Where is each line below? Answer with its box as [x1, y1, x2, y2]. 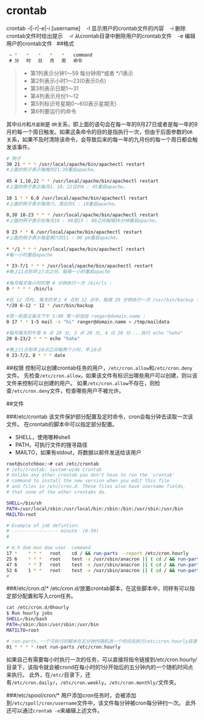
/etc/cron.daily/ [12, 680, 56, 686]
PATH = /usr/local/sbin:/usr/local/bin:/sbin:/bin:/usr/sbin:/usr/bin [6, 506, 183, 512]
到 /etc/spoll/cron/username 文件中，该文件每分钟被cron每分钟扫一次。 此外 [6, 699, 196, 707]
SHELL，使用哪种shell [15, 433, 71, 440]
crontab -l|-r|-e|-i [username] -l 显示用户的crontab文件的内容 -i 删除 [6, 24, 186, 32]
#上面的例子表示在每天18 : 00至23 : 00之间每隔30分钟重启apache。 [6, 217, 160, 224]
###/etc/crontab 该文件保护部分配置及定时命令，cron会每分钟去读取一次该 [6, 412, 193, 420]
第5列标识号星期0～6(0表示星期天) [30, 100, 117, 107]
